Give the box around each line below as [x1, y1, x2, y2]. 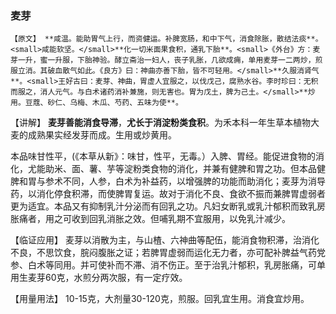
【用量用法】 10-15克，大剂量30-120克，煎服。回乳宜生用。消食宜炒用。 [10, 293, 310, 305]
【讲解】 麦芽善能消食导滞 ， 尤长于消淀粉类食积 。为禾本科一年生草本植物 [10, 117, 311, 129]
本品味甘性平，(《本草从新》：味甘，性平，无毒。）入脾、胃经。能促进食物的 [10, 150, 317, 162]
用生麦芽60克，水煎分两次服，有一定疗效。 [10, 272, 188, 284]
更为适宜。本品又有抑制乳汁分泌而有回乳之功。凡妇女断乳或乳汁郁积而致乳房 [10, 200, 326, 212]
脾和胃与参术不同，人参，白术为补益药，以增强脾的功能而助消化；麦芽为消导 [10, 175, 326, 187]
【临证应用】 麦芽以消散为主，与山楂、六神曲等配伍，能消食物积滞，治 [10, 234, 302, 246]
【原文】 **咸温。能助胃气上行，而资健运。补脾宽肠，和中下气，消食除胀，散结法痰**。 [10, 34, 323, 44]
